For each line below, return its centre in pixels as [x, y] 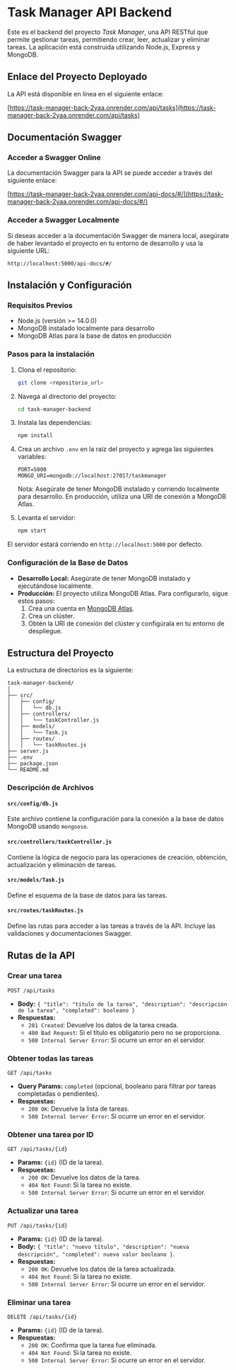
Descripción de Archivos [51, 788]
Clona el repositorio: [47, 370]
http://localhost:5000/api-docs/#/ [60, 264]
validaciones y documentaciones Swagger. [70, 934]
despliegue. [45, 630]
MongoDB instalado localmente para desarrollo [86, 328]
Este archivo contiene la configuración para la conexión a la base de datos [116, 819]
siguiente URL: [29, 250]
